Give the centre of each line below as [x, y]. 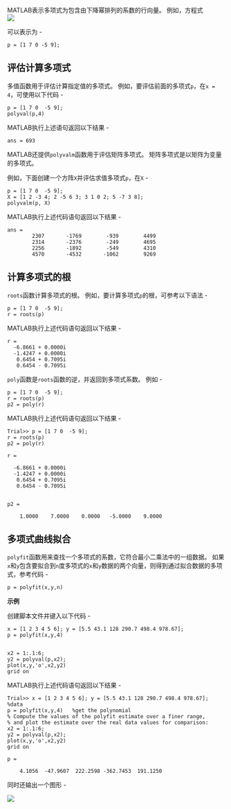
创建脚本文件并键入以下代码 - [49, 616]
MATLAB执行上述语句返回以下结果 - [58, 128]
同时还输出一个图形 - [37, 785]
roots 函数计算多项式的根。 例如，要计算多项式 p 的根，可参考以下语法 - [108, 295]
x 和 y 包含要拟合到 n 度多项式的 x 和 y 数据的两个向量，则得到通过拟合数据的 [109, 566]
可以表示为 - [25, 32]
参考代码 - [34, 575]
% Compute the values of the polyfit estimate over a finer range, [107, 717]
